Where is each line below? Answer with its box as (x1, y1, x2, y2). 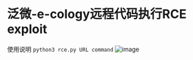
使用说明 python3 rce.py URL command (7, 45, 114, 53)
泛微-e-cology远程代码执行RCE (7, 6, 187, 22)
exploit (7, 21, 48, 37)
